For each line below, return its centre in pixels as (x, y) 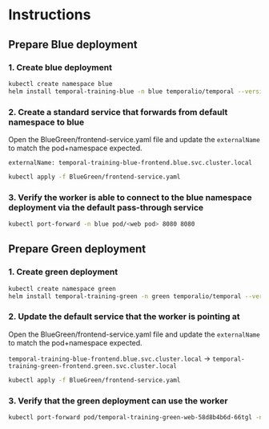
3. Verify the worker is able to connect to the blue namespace (130, 197)
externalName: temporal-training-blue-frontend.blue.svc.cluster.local (130, 162)
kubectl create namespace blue (60, 84)
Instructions (50, 15)
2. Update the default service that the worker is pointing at (124, 317)
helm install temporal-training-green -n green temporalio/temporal (125, 296)
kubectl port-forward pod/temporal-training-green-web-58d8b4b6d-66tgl (130, 417)
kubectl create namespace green (62, 288)
